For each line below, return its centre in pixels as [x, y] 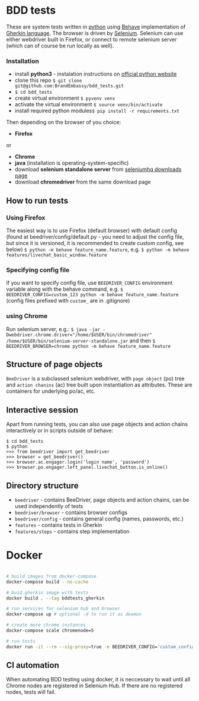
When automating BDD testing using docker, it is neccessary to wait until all [98, 680]
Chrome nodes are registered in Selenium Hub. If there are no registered [94, 686]
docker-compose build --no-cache [47, 582]
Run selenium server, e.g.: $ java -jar [53, 329]
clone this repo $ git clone [48, 80]
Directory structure [42, 485]
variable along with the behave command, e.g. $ [65, 289]
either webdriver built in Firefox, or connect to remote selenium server [92, 39]
